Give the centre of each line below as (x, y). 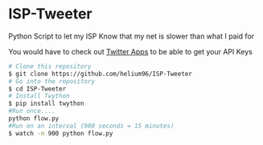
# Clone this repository (50, 66)
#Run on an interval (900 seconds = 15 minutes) (91, 126)
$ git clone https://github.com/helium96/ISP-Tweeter (101, 74)
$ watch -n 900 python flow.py (61, 133)
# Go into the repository (51, 81)
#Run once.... (32, 111)
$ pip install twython (46, 104)
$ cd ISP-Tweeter (37, 89)
